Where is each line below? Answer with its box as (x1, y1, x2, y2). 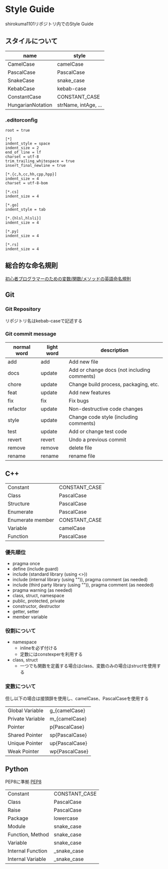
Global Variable (7, 707, 43, 714)
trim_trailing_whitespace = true (5, 159, 75, 164)
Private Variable (7, 715, 45, 722)
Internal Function (7, 847, 47, 854)
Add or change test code (68, 428, 127, 435)
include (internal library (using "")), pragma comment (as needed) (12, 576, 148, 582)
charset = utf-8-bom (5, 181, 48, 186)
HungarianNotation (7, 101, 52, 108)
